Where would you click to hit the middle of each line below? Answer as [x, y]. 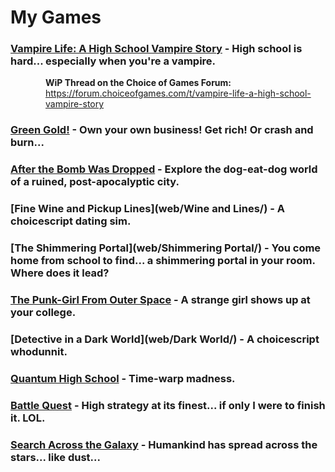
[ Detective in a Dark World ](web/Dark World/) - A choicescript [165, 339]
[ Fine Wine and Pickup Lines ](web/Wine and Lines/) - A [147, 209]
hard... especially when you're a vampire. [113, 61]
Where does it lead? [60, 273]
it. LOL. [28, 418]
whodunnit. [39, 352]
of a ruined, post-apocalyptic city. [95, 182]
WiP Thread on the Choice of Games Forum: [138, 83]
